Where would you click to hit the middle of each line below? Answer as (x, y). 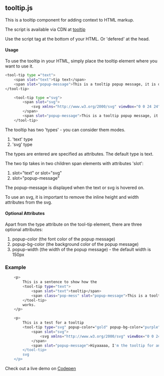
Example (16, 267)
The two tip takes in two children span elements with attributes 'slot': (74, 163)
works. (29, 305)
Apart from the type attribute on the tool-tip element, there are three (74, 224)
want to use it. (19, 66)
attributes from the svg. (29, 202)
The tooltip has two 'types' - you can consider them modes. (65, 130)
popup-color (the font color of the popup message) (64, 239)
